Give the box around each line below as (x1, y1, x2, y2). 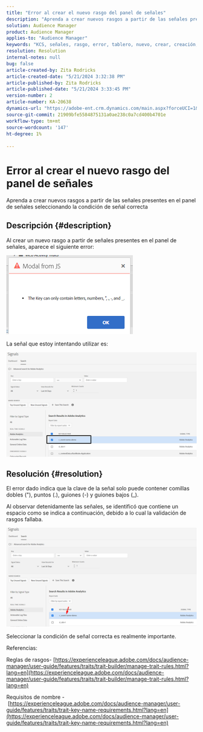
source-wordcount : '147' (6, 124, 69, 130)
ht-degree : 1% (6, 130, 42, 137)
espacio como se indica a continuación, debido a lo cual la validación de (6, 509, 187, 516)
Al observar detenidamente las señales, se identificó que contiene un (6, 503, 179, 510)
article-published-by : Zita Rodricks (6, 80, 101, 86)
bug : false (6, 60, 34, 66)
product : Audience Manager (6, 29, 74, 35)
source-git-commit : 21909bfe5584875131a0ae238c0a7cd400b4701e (6, 112, 166, 118)
